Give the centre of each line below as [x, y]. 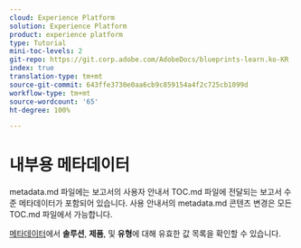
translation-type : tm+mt [56, 77]
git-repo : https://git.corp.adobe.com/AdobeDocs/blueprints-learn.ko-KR [149, 60]
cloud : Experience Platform [62, 18]
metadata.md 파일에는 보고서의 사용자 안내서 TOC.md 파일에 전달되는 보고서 [146, 192]
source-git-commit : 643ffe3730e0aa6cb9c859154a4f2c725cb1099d [129, 85]
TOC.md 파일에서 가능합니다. [61, 215]
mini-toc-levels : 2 [46, 51]
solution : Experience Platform [68, 26]
